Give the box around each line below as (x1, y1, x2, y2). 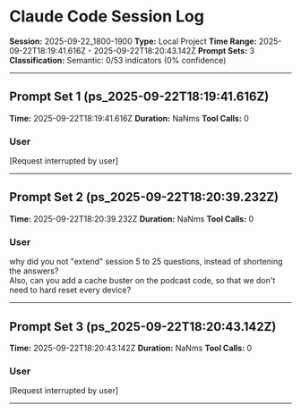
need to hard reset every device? (9, 284, 132, 296)
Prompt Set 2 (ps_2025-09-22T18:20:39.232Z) (9, 190, 279, 205)
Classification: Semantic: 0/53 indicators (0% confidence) (9, 55, 227, 65)
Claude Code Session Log (9, 6, 204, 27)
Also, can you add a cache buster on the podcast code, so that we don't (9, 275, 276, 286)
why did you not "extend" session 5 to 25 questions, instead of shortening (9, 257, 284, 267)
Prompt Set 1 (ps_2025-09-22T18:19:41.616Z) (9, 89, 270, 105)
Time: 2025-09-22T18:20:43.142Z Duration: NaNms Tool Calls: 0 (9, 342, 253, 353)
